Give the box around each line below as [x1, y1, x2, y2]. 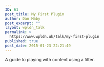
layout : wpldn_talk [5, 25, 45, 30]
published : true [5, 39, 38, 44]
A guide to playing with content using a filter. [5, 56, 95, 62]
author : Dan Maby [5, 16, 41, 21]
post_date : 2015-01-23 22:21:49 [5, 43, 71, 48]
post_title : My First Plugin [5, 12, 64, 17]
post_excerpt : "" [5, 20, 41, 26]
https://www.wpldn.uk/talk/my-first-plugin [9, 34, 99, 39]
